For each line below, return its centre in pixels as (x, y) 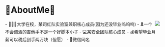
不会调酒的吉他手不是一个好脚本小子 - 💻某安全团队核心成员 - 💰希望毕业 (78, 32)
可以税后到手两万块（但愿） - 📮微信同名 (49, 39)
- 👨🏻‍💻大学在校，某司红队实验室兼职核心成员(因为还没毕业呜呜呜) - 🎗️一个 (79, 24)
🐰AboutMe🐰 (30, 10)
